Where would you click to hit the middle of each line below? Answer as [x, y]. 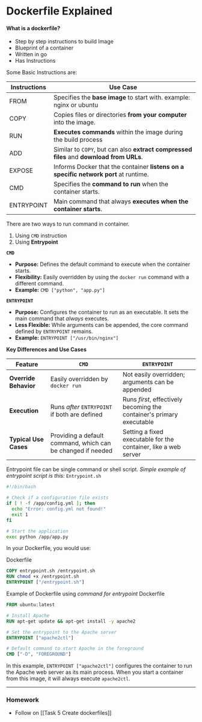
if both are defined [76, 414]
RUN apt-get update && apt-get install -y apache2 [71, 621]
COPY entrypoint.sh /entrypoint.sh [51, 571]
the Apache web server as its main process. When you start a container [95, 672]
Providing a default [77, 435]
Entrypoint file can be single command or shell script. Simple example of [96, 469]
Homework [23, 700]
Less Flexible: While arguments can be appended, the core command [101, 325]
